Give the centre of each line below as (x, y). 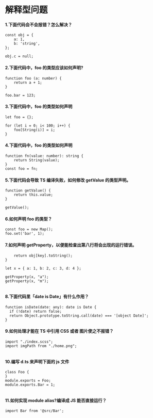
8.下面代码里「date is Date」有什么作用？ (47, 297)
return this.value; (34, 195)
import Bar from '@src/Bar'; (34, 411)
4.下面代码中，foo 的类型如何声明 (39, 145)
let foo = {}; (19, 117)
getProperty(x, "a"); (27, 277)
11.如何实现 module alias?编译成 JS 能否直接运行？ (56, 400)
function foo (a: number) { (34, 78)
